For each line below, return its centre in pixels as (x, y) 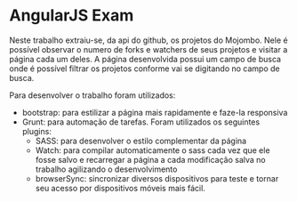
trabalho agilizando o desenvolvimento (106, 169)
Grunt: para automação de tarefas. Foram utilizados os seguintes (141, 122)
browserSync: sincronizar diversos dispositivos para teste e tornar (157, 178)
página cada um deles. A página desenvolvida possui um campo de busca (145, 59)
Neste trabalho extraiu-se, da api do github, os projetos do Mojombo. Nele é (148, 40)
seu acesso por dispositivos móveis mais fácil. (120, 188)
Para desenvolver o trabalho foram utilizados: (92, 95)
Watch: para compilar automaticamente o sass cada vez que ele (153, 150)
